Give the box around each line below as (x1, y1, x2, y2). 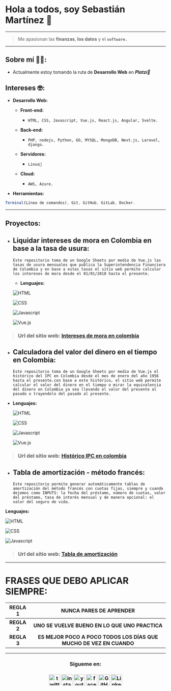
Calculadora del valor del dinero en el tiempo (12, 347, 157, 356)
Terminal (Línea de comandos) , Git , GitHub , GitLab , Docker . (5, 200, 136, 205)
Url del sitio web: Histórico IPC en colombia (17, 453, 127, 460)
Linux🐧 (27, 162, 42, 167)
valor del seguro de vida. (12, 499, 70, 504)
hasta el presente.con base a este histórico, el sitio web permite (12, 378, 161, 383)
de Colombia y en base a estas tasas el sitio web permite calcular (12, 266, 161, 272)
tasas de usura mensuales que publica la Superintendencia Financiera (12, 262, 166, 267)
